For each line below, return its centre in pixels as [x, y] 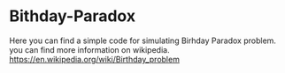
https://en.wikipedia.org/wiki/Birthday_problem [94, 59]
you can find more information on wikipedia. [89, 49]
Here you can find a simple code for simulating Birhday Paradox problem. [143, 40]
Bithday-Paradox [72, 16]
